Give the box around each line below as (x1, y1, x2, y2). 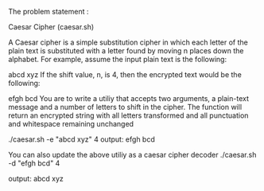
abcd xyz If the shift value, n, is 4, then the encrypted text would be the (8, 70, 243, 79)
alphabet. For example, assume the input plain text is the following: (8, 55, 227, 64)
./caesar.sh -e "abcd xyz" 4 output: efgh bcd (8, 134, 155, 144)
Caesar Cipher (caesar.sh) (8, 22, 95, 31)
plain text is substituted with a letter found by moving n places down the (8, 46, 244, 55)
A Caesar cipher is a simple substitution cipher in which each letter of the (8, 37, 248, 47)
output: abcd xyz (8, 174, 64, 183)
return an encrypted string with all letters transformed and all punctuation (8, 111, 249, 120)
